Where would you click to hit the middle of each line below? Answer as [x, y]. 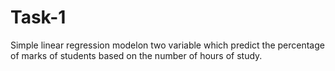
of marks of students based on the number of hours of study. [136, 55]
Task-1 [38, 17]
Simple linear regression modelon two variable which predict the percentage [167, 45]
